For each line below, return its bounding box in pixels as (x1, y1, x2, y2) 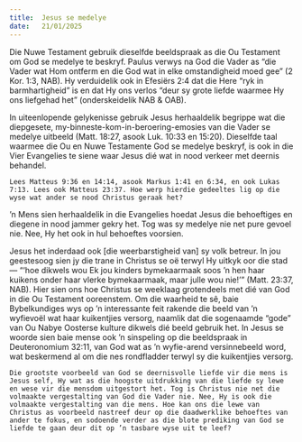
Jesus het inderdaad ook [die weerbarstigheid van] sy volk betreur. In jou (9, 245, 281, 256)
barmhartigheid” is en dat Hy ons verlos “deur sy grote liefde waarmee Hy (9, 85, 285, 96)
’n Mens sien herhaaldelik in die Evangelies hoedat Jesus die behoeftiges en (9, 208, 293, 219)
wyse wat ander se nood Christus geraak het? (9, 193, 183, 202)
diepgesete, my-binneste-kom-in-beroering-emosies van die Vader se (9, 121, 270, 132)
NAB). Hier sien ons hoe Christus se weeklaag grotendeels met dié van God (9, 283, 290, 294)
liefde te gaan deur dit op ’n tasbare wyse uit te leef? (9, 423, 232, 433)
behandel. (9, 160, 47, 170)
